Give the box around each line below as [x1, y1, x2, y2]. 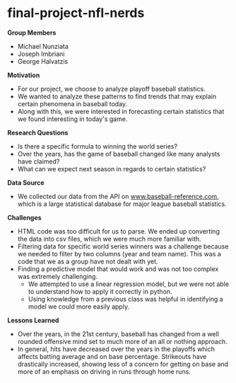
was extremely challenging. [17, 272, 98, 280]
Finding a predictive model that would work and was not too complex [17, 264, 219, 273]
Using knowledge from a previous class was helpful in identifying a [28, 295, 224, 303]
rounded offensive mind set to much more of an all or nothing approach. [17, 337, 228, 345]
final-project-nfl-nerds [7, 5, 145, 21]
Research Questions [7, 128, 69, 137]
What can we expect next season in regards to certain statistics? [17, 164, 206, 173]
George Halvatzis [17, 57, 69, 65]
